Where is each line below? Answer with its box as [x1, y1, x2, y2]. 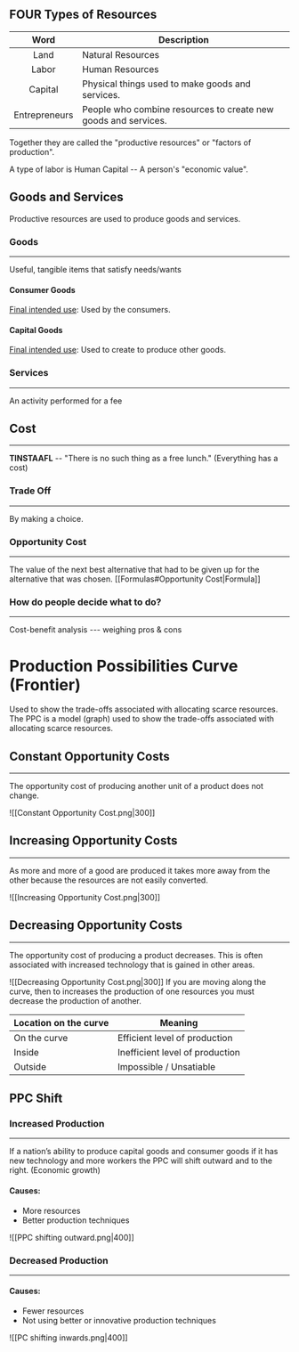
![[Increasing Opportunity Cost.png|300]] [9, 892, 161, 902]
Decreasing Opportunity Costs [9, 917, 183, 933]
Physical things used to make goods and [81, 77, 251, 90]
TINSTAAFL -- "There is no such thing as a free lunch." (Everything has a [9, 453, 279, 464]
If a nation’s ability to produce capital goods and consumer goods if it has [9, 1146, 279, 1157]
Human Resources [81, 62, 159, 75]
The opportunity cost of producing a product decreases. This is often [9, 949, 263, 960]
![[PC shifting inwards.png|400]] [9, 1332, 128, 1343]
